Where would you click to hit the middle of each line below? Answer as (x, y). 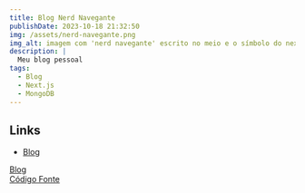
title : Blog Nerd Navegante (63, 18)
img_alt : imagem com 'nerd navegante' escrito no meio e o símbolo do (146, 43)
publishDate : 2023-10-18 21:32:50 (75, 26)
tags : (20, 69)
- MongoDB (36, 93)
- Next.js (36, 85)
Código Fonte (35, 179)
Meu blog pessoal (50, 60)
